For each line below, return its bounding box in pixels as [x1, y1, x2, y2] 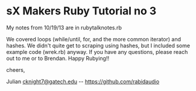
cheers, [6, 66, 25, 73]
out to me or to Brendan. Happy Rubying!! [6, 54, 110, 62]
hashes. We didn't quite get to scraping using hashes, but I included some [6, 42, 191, 49]
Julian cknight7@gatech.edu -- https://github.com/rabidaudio [6, 78, 160, 85]
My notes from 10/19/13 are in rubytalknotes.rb [6, 24, 122, 31]
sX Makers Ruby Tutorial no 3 [6, 4, 157, 18]
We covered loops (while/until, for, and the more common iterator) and [6, 35, 181, 43]
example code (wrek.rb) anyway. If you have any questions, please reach [6, 48, 188, 55]
